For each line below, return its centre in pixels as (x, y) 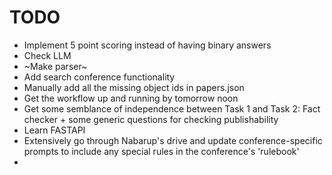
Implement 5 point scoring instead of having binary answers (147, 45)
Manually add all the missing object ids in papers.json (134, 87)
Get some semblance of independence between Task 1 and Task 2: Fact (172, 108)
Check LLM (47, 55)
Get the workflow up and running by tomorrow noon (131, 98)
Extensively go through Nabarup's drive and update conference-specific (173, 140)
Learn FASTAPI (54, 130)
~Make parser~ (55, 66)
